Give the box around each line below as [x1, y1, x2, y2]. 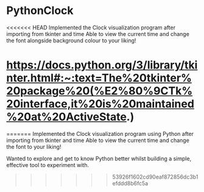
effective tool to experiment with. [6, 161, 90, 168]
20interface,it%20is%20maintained [6, 97, 195, 111]
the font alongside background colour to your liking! [6, 37, 136, 44]
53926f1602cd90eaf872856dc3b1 [112, 173, 199, 180]
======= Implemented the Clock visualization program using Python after [6, 130, 194, 137]
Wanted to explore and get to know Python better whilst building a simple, [6, 155, 192, 162]
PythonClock [6, 4, 74, 18]
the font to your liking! [6, 143, 62, 150]
